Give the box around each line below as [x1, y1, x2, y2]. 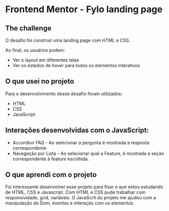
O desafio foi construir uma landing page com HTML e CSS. [5, 37, 130, 43]
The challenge [5, 24, 52, 33]
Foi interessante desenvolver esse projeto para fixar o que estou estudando [5, 184, 163, 190]
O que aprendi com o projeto [5, 170, 97, 179]
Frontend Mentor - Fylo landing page [5, 4, 163, 15]
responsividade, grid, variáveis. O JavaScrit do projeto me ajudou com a [5, 195, 156, 201]
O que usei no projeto [5, 77, 75, 86]
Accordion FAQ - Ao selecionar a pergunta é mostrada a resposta [12, 139, 150, 145]
